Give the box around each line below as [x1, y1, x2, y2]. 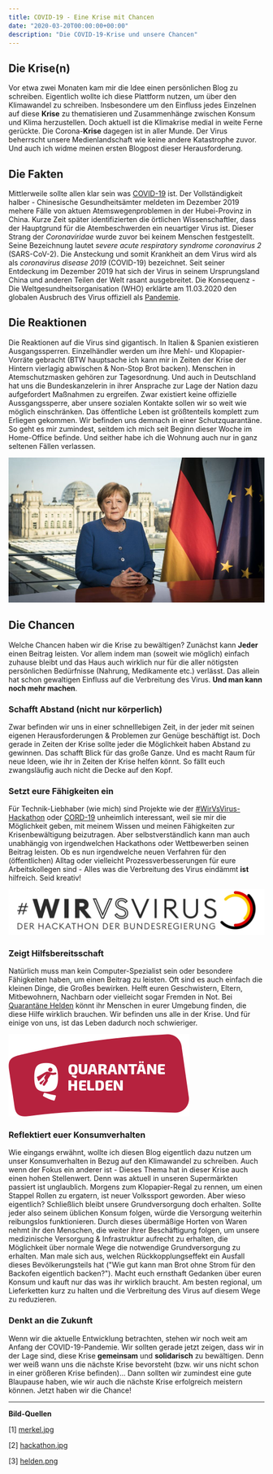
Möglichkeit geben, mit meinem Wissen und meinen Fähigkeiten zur [8, 822, 236, 831]
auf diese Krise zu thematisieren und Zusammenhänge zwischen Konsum [8, 109, 256, 119]
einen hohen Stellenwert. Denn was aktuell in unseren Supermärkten [8, 1174, 238, 1184]
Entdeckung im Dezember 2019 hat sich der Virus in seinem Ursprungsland [8, 267, 260, 276]
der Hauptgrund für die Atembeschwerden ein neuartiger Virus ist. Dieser [8, 224, 254, 233]
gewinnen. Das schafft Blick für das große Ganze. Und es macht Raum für [8, 748, 256, 757]
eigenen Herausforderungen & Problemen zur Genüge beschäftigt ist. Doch [8, 730, 261, 740]
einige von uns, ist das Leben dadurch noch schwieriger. [8, 1018, 198, 1028]
